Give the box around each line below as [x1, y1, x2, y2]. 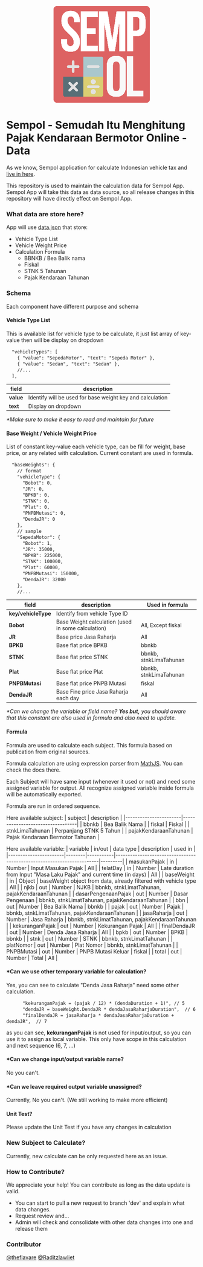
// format [17, 468, 42, 474]
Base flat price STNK [56, 653, 108, 660]
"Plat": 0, [22, 505, 50, 511]
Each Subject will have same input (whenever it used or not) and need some [6, 778, 196, 785]
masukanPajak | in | [129, 858, 178, 865]
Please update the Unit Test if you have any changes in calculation [6, 1124, 172, 1131]
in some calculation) [56, 625, 107, 632]
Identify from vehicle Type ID [56, 610, 128, 617]
